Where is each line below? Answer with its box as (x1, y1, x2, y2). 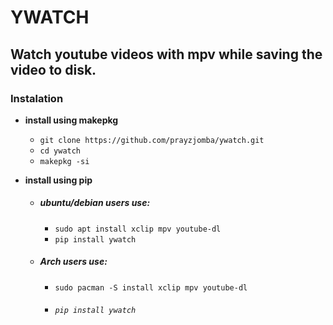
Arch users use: (39, 256, 108, 268)
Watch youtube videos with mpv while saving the (10, 46, 323, 63)
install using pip (24, 174, 93, 186)
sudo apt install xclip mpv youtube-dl (54, 224, 222, 234)
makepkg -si (39, 156, 90, 166)
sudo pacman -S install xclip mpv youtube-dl (54, 282, 248, 293)
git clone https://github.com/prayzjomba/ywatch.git (39, 135, 265, 145)
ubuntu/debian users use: (39, 197, 151, 209)
